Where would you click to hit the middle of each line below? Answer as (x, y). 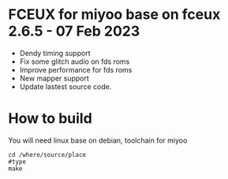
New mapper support (54, 78)
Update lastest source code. (65, 86)
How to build (50, 119)
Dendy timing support (55, 53)
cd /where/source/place (47, 155)
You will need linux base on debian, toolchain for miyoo (98, 140)
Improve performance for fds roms (76, 69)
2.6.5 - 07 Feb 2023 (74, 31)
